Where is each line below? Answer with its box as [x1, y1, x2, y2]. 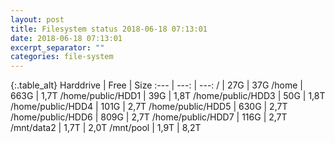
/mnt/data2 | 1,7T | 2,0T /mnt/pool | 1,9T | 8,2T [10, 122, 202, 134]
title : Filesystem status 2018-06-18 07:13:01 [10, 24, 208, 34]
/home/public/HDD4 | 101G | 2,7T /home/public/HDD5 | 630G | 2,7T [10, 101, 288, 113]
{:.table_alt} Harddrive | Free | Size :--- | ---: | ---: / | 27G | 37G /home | [10, 79, 304, 91]
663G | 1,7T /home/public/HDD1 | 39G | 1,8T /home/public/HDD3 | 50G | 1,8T [10, 90, 326, 102]
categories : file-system [10, 52, 114, 62]
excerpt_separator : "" [10, 42, 105, 53]
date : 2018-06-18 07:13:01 [10, 33, 123, 43]
